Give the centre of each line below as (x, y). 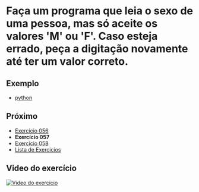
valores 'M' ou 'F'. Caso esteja (82, 36)
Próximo (22, 116)
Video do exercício (42, 169)
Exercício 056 (31, 130)
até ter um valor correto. (67, 62)
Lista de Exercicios (38, 149)
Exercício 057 (32, 137)
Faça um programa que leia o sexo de (99, 11)
